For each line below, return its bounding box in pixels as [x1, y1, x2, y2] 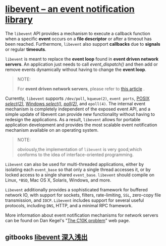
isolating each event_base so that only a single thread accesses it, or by [5, 166, 151, 172]
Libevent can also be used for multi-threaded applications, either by [5, 161, 144, 167]
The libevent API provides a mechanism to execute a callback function [5, 30, 150, 36]
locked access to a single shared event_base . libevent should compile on [5, 171, 155, 177]
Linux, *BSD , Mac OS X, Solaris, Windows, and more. [5, 177, 111, 183]
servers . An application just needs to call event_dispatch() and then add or [5, 61, 158, 67]
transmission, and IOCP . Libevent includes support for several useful [5, 197, 144, 203]
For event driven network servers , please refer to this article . [17, 85, 145, 91]
